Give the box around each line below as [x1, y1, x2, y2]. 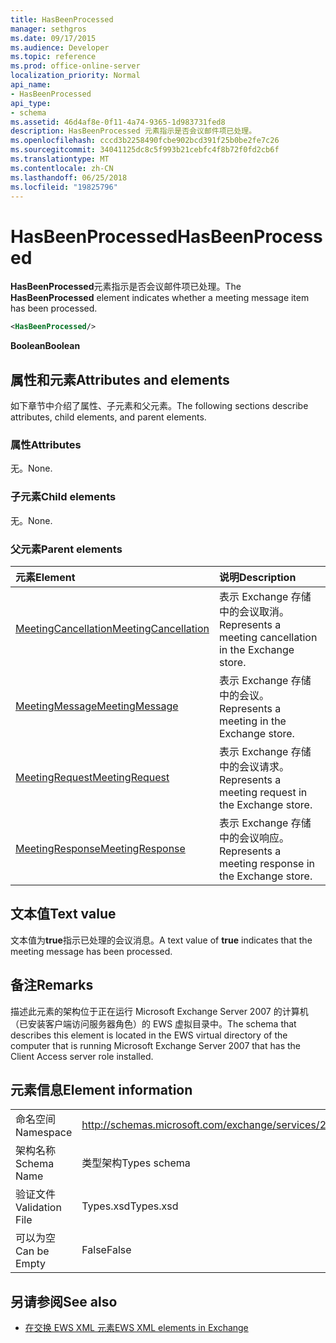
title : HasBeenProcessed [10, 14, 114, 25]
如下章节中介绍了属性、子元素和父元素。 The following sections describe [10, 400, 309, 411]
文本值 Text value [10, 906, 117, 923]
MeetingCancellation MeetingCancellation [15, 621, 210, 635]
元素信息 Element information [10, 1081, 193, 1098]
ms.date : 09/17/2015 [10, 33, 97, 43]
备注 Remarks [10, 977, 94, 994]
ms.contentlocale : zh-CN [10, 163, 114, 173]
